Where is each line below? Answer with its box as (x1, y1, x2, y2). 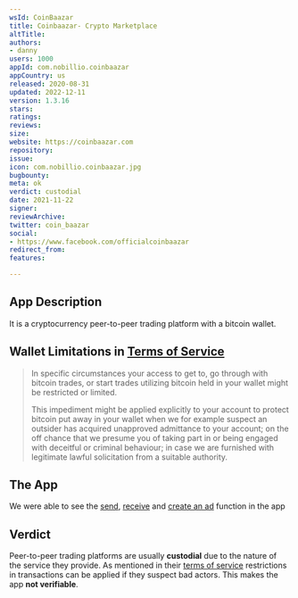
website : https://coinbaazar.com (9, 137, 134, 146)
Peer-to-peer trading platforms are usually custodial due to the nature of (9, 551, 277, 561)
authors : (9, 37, 42, 47)
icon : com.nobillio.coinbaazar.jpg (9, 162, 142, 171)
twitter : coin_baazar (9, 220, 90, 229)
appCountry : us (9, 71, 66, 80)
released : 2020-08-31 (9, 79, 90, 88)
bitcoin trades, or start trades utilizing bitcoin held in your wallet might (30, 377, 288, 388)
